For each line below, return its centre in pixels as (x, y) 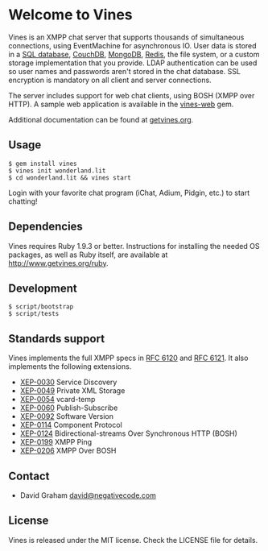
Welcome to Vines (70, 15)
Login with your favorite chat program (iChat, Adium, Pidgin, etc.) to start (129, 193)
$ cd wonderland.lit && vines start (70, 178)
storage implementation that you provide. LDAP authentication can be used (133, 63)
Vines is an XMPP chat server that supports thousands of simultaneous (126, 37)
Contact (29, 476)
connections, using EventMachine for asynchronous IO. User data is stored (132, 45)
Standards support (57, 339)
